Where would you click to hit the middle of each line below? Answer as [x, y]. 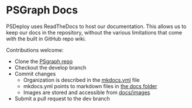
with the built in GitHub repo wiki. [46, 39]
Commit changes [35, 74]
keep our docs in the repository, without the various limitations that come [94, 32]
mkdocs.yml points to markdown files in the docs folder [90, 86]
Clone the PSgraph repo [44, 61]
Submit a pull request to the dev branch [62, 98]
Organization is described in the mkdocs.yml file [81, 80]
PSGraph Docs [42, 10]
